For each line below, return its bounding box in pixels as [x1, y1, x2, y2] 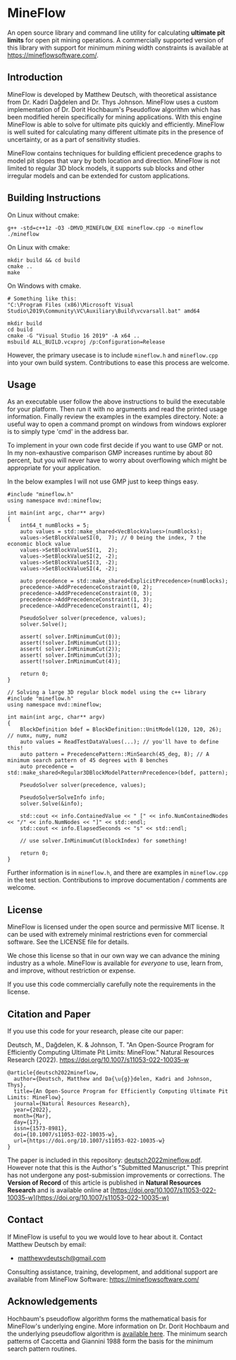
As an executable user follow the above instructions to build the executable [7, 397, 225, 406]
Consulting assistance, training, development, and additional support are [7, 1267, 218, 1276]
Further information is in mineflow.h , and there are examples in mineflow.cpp [7, 868, 229, 877]
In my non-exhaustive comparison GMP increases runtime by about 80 [7, 449, 213, 457]
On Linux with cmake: [7, 242, 70, 252]
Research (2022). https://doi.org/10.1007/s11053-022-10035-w [7, 1055, 189, 1064]
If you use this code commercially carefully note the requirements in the [7, 980, 216, 989]
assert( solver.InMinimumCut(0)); [20, 633, 121, 640]
